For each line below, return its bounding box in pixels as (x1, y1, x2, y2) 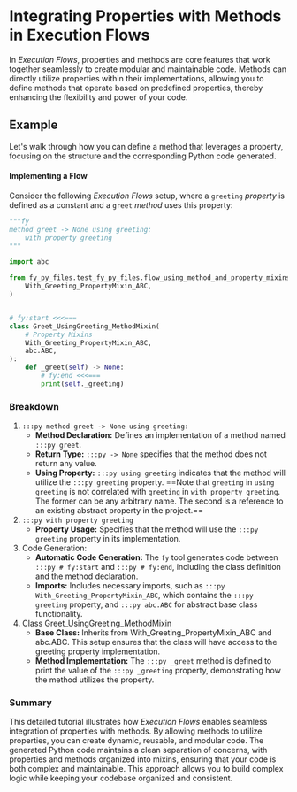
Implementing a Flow (9, 171, 88, 181)
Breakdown (9, 400, 59, 412)
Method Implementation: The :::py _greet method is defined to (34, 656, 272, 666)
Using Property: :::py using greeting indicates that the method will (34, 467, 286, 479)
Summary (9, 696, 53, 709)
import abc (9, 258, 49, 266)
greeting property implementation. (34, 646, 161, 657)
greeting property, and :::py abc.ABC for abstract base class (34, 599, 258, 610)
